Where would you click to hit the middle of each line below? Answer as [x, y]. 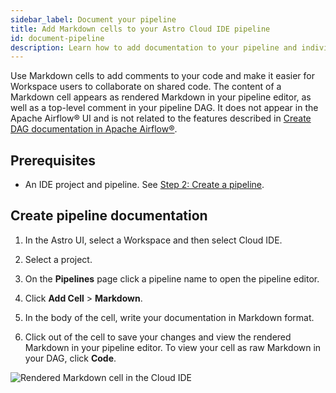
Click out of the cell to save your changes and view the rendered [158, 337]
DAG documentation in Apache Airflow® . [94, 129]
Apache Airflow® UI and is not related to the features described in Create [161, 118]
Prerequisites [53, 160]
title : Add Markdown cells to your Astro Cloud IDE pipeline [140, 29]
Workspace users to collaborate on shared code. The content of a [146, 87]
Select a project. [58, 259]
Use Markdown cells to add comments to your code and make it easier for [162, 76]
